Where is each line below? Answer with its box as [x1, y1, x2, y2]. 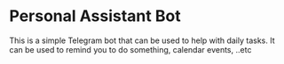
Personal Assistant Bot [9, 6, 181, 26]
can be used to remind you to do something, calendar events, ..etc [9, 44, 252, 54]
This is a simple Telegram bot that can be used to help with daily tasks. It [9, 35, 275, 46]
